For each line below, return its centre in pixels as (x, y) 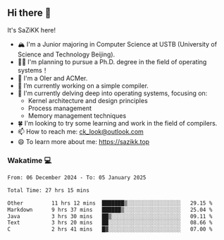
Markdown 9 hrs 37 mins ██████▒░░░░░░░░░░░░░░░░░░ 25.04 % (110, 210)
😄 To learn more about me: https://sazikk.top (83, 141)
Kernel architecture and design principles (88, 100)
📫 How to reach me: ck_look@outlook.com (81, 131)
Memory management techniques (77, 115)
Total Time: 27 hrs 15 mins (49, 190)
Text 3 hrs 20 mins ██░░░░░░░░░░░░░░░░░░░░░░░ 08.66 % (110, 223)
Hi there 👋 (29, 13)
